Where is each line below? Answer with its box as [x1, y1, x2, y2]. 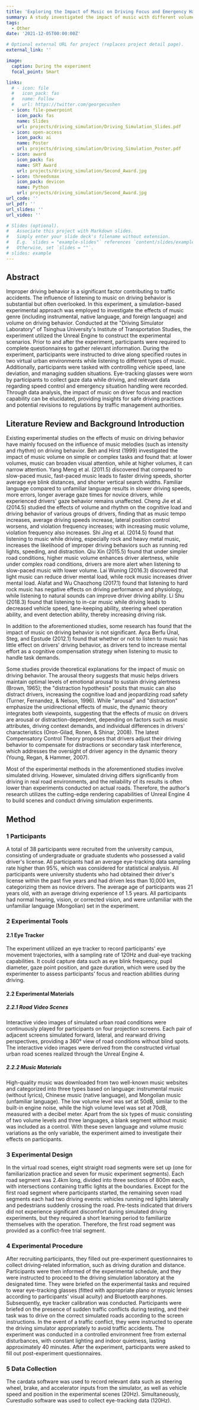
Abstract [6, 273, 40, 283]
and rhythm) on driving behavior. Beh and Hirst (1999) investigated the [6, 447, 178, 454]
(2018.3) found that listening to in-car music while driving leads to [6, 598, 167, 606]
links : [6, 80, 23, 85]
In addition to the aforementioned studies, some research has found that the [6, 623, 192, 630]
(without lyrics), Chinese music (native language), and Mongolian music [6, 1091, 181, 1098]
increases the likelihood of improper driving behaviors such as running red [6, 541, 188, 549]
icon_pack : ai [17, 135, 52, 141]
